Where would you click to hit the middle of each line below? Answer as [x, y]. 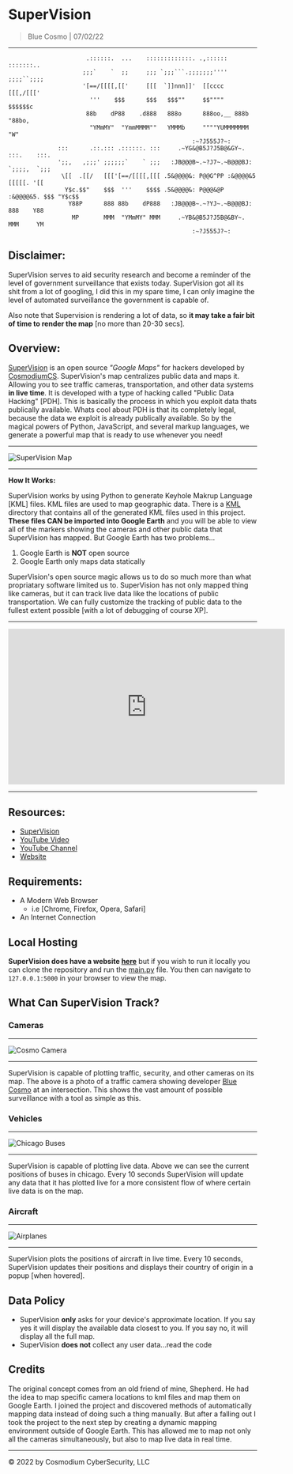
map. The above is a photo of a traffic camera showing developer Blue [122, 1081]
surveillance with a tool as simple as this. [75, 1098]
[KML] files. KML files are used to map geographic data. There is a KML [124, 504]
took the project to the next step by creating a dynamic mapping [113, 1422]
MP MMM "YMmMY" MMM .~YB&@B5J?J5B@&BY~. [158, 217]
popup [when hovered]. [47, 1276]
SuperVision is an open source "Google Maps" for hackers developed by [126, 367]
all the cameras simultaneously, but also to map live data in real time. [120, 1439]
